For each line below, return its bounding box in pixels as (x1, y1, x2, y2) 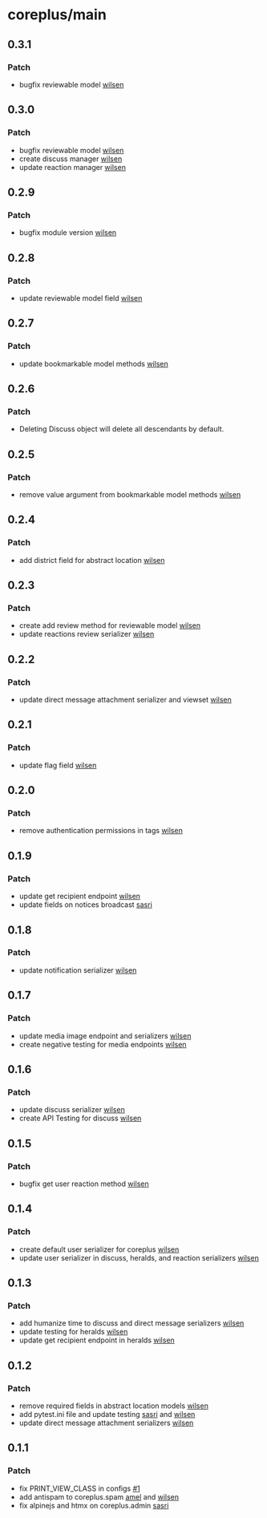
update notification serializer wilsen (18, 965, 137, 975)
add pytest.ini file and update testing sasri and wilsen (18, 1409, 196, 1419)
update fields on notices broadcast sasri (18, 900, 153, 909)
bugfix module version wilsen (18, 228, 117, 237)
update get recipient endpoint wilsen (18, 892, 141, 901)
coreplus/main (7, 6, 107, 24)
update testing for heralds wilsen (18, 1327, 128, 1337)
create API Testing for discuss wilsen (18, 1113, 142, 1123)
